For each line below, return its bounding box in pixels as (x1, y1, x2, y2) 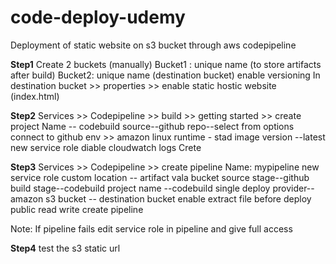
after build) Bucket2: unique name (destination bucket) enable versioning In (10, 69, 321, 81)
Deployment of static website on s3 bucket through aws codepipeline (10, 39, 297, 51)
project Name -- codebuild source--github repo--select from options (10, 120, 295, 132)
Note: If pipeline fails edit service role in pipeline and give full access (10, 222, 293, 235)
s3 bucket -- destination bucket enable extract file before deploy (45, 192, 312, 205)
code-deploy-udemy (10, 6, 186, 29)
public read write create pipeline (10, 203, 144, 215)
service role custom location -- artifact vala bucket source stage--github (10, 171, 310, 183)
